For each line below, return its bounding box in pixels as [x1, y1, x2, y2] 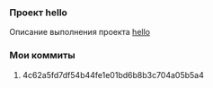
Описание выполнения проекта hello [9, 27, 151, 38]
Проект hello [9, 6, 67, 19]
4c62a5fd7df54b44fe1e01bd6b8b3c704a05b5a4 [22, 69, 205, 80]
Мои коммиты [9, 49, 75, 62]
